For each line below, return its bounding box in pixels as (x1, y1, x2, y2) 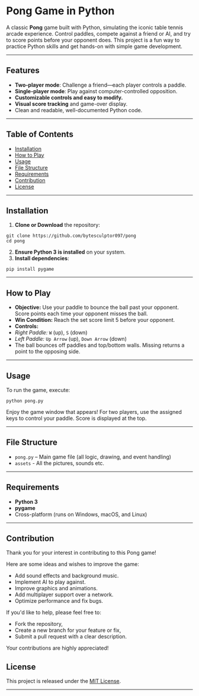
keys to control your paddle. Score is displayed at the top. (6, 415, 147, 422)
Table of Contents (6, 129, 74, 140)
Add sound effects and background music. (14, 572, 119, 580)
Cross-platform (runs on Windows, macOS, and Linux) (14, 511, 147, 518)
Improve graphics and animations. (14, 585, 98, 592)
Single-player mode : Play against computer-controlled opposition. (14, 87, 178, 94)
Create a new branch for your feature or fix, (14, 627, 121, 634)
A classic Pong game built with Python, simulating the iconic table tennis (6, 24, 184, 31)
